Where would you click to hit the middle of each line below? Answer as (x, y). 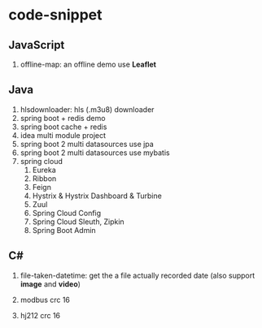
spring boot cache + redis (63, 127)
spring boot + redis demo (63, 118)
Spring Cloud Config (67, 213)
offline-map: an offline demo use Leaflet (88, 64)
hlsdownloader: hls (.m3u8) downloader (87, 109)
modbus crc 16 (45, 300)
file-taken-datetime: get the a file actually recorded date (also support (138, 275)
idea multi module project (63, 135)
